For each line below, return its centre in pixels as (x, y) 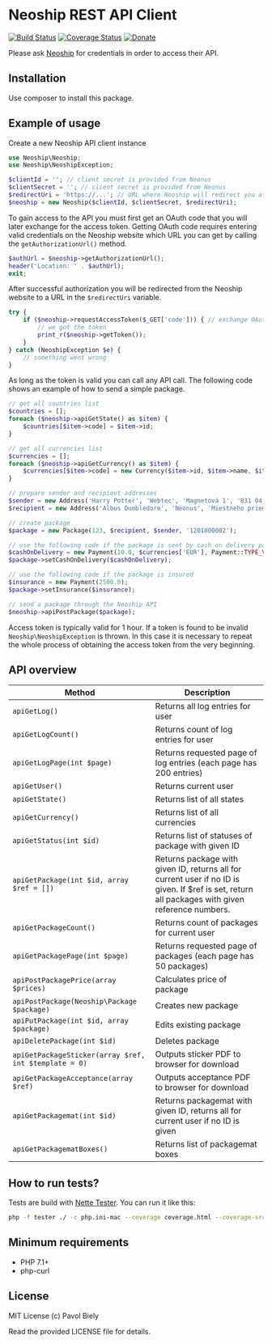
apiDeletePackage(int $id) (64, 1041)
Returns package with (197, 859)
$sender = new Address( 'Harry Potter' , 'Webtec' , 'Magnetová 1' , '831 (130, 501)
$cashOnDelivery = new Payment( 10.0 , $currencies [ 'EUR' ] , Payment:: (126, 553)
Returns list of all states (200, 799)
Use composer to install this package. (71, 98)
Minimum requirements (69, 1242)
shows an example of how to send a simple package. (97, 389)
